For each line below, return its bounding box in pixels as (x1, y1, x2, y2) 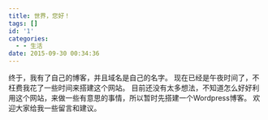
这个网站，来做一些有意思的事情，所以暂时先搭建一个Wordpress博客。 (15, 93, 252, 102)
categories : (8, 34, 49, 43)
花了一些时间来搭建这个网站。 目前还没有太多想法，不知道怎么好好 (29, 83, 253, 92)
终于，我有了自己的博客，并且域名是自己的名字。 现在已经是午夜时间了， (8, 73, 253, 82)
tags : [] (8, 19, 38, 28)
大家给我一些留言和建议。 (15, 103, 102, 113)
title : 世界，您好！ (8, 11, 71, 20)
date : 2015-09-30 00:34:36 (8, 49, 100, 58)
